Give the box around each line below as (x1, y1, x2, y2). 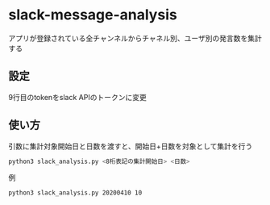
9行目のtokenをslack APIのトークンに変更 (8, 92, 147, 102)
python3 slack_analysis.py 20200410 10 (8, 189, 143, 197)
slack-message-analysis (8, 6, 177, 24)
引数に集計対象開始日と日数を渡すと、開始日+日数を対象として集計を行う (8, 141, 253, 151)
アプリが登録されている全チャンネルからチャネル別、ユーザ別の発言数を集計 (8, 33, 262, 43)
